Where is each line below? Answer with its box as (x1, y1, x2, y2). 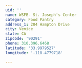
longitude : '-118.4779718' (5, 50, 63, 55)
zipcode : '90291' (5, 36, 43, 41)
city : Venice (5, 27, 33, 32)
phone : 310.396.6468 (5, 41, 50, 46)
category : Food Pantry (5, 17, 54, 22)
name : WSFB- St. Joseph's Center (5, 12, 77, 17)
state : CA (5, 31, 27, 36)
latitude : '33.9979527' (5, 46, 56, 51)
